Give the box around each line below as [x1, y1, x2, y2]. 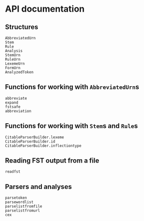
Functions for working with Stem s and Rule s [5, 122, 138, 130]
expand [5, 100, 18, 105]
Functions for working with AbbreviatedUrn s [5, 83, 140, 91]
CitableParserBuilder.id [5, 139, 55, 144]
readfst [5, 169, 21, 174]
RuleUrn [5, 57, 21, 62]
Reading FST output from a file [5, 157, 100, 165]
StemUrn [5, 53, 21, 57]
